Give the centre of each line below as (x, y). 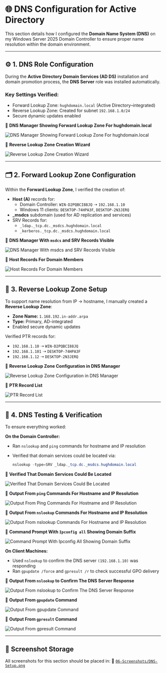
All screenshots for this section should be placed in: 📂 (60, 661)
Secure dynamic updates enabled (46, 116)
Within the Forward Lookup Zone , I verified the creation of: (65, 189)
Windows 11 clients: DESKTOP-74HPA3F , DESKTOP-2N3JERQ (74, 210)
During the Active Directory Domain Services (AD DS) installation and (77, 76)
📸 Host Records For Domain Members (44, 259)
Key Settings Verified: (32, 94)
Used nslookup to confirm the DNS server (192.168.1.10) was (75, 561)
